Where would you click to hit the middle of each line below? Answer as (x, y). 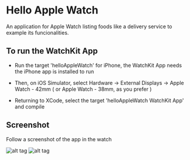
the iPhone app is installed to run (54, 72)
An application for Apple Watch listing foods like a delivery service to (89, 26)
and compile (30, 107)
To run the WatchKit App (52, 51)
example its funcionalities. (38, 32)
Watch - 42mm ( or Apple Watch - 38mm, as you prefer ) (83, 89)
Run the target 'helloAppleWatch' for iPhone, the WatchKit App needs (98, 65)
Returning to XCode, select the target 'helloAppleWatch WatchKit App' (99, 100)
